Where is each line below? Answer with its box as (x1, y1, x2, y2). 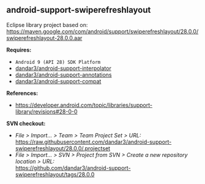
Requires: (6, 46, 32, 53)
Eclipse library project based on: (6, 21, 88, 28)
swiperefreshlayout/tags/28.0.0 (15, 171, 95, 178)
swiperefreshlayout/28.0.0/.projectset (15, 144, 111, 152)
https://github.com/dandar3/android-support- (15, 164, 131, 171)
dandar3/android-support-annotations (15, 71, 112, 79)
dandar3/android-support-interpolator (15, 64, 111, 72)
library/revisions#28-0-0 (15, 107, 78, 115)
